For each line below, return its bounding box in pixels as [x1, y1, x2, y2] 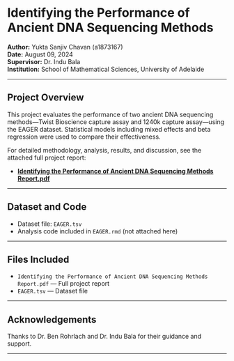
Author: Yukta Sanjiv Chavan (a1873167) [7, 43, 123, 51]
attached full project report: [7, 153, 86, 162]
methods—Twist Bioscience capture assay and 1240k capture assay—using [7, 117, 225, 126]
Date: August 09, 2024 [7, 50, 73, 59]
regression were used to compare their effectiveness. [7, 132, 162, 141]
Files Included [7, 253, 70, 266]
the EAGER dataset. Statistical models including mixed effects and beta [7, 125, 211, 133]
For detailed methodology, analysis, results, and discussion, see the [7, 146, 202, 154]
